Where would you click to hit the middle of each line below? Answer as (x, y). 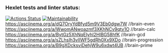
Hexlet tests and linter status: (43, 8)
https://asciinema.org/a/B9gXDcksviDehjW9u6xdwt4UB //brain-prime (79, 45)
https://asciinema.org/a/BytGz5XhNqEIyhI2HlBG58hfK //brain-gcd (75, 35)
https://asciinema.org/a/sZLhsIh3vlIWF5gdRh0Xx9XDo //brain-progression (84, 40)
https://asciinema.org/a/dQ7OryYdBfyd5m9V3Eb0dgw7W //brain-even (80, 24)
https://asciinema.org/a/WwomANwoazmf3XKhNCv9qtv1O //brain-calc (80, 29)
